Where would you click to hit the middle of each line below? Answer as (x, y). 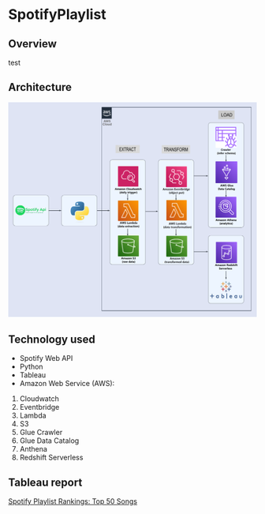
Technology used (52, 339)
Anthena (33, 449)
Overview (33, 44)
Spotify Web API (46, 358)
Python (31, 367)
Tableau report (45, 482)
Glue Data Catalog (49, 441)
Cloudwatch (39, 399)
